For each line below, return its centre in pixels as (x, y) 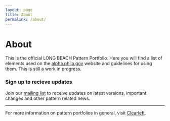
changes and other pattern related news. (48, 98)
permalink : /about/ (26, 19)
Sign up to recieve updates (39, 82)
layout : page (19, 10)
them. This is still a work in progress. (44, 69)
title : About (19, 15)
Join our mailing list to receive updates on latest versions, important (76, 93)
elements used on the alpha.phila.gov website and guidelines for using (79, 64)
